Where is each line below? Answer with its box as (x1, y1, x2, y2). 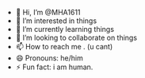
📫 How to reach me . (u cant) (15, 42, 113, 51)
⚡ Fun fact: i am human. (15, 62, 93, 72)
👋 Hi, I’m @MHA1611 (15, 8, 81, 17)
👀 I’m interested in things (15, 16, 97, 25)
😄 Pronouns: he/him (15, 53, 83, 63)
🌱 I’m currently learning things (15, 25, 115, 33)
